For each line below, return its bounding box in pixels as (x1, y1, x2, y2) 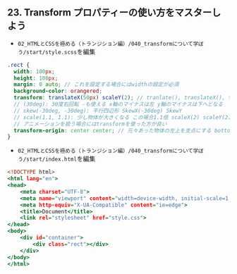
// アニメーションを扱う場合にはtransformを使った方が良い (13, 120, 167, 127)
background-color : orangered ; (13, 87, 102, 95)
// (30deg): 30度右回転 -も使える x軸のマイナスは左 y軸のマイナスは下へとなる (13, 101, 224, 108)
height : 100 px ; (13, 75, 59, 82)
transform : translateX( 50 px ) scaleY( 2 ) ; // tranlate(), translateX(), (13, 94, 226, 101)
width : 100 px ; (13, 68, 55, 75)
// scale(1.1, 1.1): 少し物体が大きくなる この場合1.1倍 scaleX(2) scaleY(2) (13, 113, 231, 121)
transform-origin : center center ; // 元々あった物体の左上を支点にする (13, 127, 212, 134)
